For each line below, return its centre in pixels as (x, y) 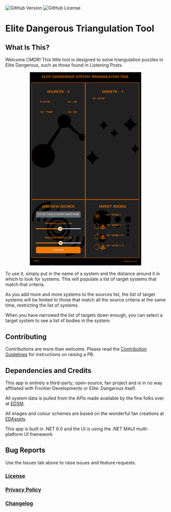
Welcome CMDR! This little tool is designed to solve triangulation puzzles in (84, 60)
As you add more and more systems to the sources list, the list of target (80, 294)
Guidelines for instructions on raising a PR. (50, 355)
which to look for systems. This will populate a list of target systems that (81, 279)
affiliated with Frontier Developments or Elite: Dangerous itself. (71, 388)
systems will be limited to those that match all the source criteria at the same (85, 300)
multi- (142, 429)
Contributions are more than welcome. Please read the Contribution (76, 349)
